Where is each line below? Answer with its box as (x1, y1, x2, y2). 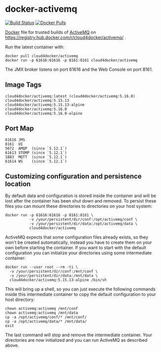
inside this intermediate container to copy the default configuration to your (5, 292, 156, 297)
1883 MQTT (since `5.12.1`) (5, 154, 67, 159)
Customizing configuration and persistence (5, 172, 142, 180)
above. (5, 343, 19, 349)
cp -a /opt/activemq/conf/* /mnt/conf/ (5, 315, 87, 320)
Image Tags (5, 81, 42, 89)
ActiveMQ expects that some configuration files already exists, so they (5, 235, 149, 240)
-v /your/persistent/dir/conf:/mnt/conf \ (9, 269, 98, 274)
